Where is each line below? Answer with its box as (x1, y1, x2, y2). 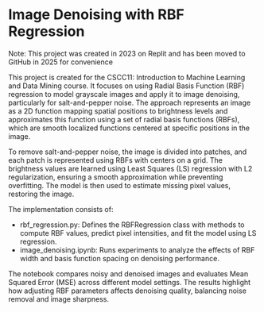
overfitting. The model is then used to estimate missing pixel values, (8, 180, 231, 190)
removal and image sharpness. (8, 294, 110, 303)
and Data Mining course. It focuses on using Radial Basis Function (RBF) (8, 81, 245, 91)
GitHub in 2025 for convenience (8, 57, 114, 67)
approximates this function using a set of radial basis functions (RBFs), (8, 114, 240, 124)
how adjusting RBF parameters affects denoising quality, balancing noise (8, 286, 247, 295)
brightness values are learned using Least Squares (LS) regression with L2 (8, 164, 253, 173)
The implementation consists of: (8, 204, 114, 214)
